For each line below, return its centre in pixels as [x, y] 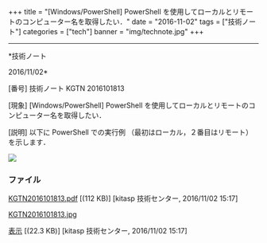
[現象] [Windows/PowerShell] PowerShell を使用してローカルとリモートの [128, 105]
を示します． [29, 142]
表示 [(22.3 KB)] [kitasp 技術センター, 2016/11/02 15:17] [98, 231]
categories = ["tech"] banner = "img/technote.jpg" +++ [113, 31]
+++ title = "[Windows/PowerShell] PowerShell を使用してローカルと [120, 12]
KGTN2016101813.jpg [43, 214]
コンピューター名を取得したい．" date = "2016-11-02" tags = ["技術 [132, 22]
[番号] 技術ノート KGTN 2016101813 [66, 88]
